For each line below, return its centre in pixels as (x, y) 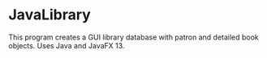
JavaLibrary (50, 15)
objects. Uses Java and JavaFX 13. (67, 45)
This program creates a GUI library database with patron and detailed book (134, 37)
